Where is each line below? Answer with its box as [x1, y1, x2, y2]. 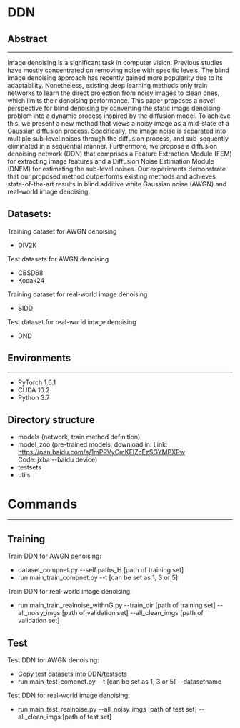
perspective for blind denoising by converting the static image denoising [7, 104, 221, 112]
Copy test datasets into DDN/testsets [17, 669, 127, 678]
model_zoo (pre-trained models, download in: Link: [17, 440, 168, 449]
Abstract [7, 33, 48, 45]
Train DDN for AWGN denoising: [7, 552, 102, 561]
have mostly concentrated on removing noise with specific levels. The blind [7, 66, 230, 74]
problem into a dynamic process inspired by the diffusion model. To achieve [7, 111, 231, 120]
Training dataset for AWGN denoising [7, 226, 117, 236]
